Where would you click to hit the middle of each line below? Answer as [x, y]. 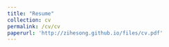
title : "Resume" [31, 13]
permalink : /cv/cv [34, 26]
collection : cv [29, 20]
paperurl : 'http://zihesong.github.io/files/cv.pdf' [85, 33]
